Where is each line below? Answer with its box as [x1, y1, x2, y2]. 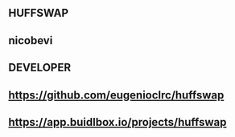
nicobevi [8, 34, 53, 47]
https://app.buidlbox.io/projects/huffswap [8, 115, 227, 129]
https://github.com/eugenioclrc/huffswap [8, 88, 225, 102]
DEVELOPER [8, 61, 71, 75]
